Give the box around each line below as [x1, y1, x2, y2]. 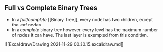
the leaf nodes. [11, 22, 42, 27]
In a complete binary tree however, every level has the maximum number [11, 26, 158, 33]
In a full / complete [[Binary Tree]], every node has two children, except [11, 16, 153, 22]
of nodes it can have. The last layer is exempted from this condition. [11, 32, 148, 38]
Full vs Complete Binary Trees [4, 4, 98, 12]
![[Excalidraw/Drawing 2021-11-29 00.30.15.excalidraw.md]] [4, 41, 124, 47]
